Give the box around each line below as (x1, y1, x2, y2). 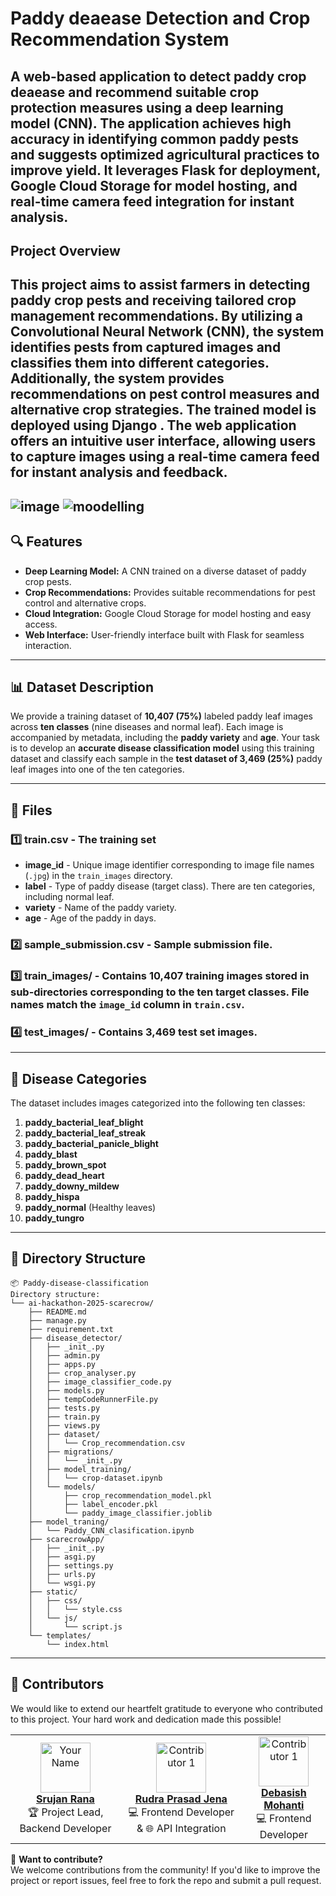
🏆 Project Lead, (27, 1805, 104, 1819)
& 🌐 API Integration (136, 1821, 227, 1835)
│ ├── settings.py (28, 1560, 114, 1571)
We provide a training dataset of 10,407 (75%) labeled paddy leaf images (10, 710, 313, 722)
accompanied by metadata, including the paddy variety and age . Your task (10, 732, 320, 744)
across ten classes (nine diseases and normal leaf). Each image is (10, 721, 284, 733)
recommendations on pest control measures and (10, 386, 320, 403)
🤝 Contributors (10, 1676, 105, 1693)
